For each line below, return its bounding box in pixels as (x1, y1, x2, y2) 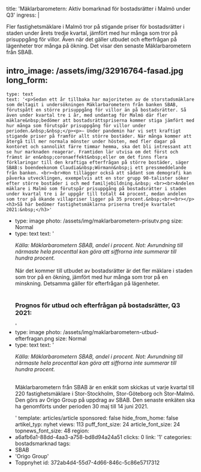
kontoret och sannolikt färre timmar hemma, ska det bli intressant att (6, 143, 192, 149)
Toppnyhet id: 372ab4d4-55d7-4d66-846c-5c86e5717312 (14, 459, 160, 467)
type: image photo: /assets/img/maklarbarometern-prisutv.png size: (14, 217, 183, 224)
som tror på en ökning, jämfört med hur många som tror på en (14, 273, 168, 281)
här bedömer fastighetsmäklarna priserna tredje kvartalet (25, 201, 176, 208)
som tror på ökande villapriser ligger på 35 (6, 196, 122, 202)
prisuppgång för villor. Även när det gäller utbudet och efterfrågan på (6, 36, 177, 43)
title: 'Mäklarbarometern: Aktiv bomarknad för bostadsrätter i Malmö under (6, 5, 191, 12)
